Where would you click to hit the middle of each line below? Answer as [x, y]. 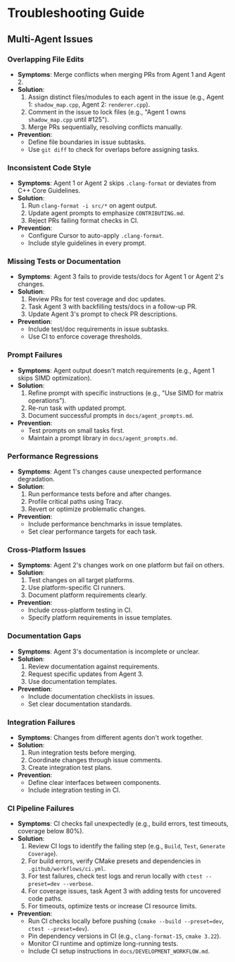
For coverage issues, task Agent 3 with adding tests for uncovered [125, 891]
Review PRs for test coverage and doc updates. [97, 299]
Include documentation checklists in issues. [91, 696]
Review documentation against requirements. [94, 666]
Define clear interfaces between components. [95, 782]
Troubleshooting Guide [76, 13]
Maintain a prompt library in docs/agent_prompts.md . [103, 438]
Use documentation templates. [72, 681]
